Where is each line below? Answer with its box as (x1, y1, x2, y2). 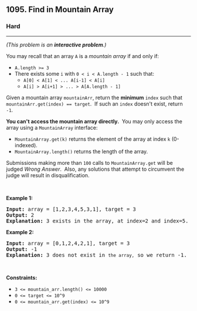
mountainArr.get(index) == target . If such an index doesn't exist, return (6, 100, 183, 107)
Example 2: (6, 228, 34, 235)
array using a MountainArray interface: (6, 124, 98, 131)
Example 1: (6, 194, 33, 201)
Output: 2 (6, 211, 34, 218)
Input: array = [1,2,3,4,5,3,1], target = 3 (6, 205, 137, 212)
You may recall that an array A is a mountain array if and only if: (6, 52, 159, 59)
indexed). (14, 141, 38, 148)
